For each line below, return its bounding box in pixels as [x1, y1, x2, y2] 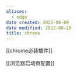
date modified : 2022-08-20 [6, 25, 72, 31]
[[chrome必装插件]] [6, 47, 52, 54]
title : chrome [6, 30, 41, 36]
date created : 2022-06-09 [6, 19, 69, 25]
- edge [11, 14, 27, 20]
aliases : [6, 8, 27, 15]
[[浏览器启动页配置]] [6, 60, 55, 67]
